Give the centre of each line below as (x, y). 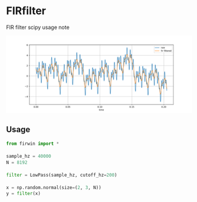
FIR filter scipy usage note (38, 27)
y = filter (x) (24, 194)
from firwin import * (33, 144)
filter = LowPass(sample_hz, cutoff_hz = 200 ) (62, 175)
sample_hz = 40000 (29, 157)
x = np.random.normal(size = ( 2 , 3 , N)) (54, 187)
